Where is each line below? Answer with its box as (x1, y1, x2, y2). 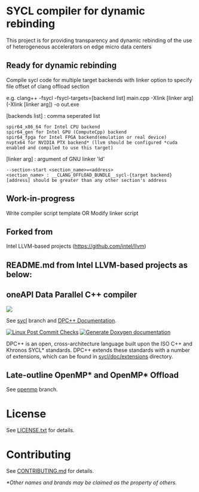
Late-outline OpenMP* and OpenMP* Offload (6, 370, 179, 380)
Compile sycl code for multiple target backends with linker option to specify (6, 76, 192, 83)
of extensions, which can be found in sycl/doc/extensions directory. (6, 353, 173, 360)
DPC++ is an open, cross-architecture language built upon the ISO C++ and (6, 340, 193, 347)
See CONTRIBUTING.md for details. (6, 467, 94, 475)
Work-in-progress (6, 193, 75, 204)
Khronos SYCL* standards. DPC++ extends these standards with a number (6, 346, 190, 354)
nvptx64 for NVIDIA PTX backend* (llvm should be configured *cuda (6, 139, 178, 145)
